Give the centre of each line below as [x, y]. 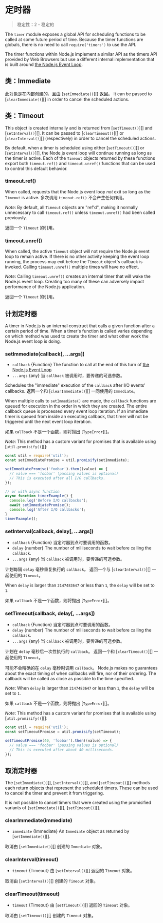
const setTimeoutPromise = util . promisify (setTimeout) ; [63, 732]
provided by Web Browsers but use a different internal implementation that [80, 59]
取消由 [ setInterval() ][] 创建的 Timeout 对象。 [52, 881]
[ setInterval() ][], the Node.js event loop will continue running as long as [79, 153]
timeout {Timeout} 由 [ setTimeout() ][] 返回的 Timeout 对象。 [72, 905]
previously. [16, 217]
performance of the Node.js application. [45, 287]
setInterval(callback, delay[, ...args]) [49, 531]
